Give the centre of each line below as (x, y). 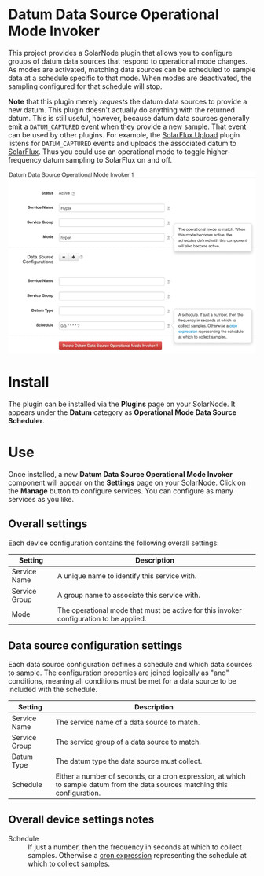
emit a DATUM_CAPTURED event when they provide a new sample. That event (127, 126)
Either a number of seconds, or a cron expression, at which (150, 776)
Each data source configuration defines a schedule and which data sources (130, 665)
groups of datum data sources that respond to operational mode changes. (128, 61)
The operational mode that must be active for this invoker (150, 610)
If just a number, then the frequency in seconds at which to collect (135, 847)
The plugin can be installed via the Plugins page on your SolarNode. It (122, 404)
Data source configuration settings (95, 645)
